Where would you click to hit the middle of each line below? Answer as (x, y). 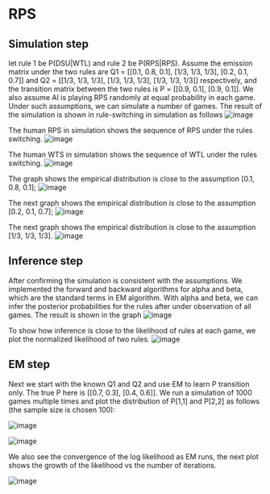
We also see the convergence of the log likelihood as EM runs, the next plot (134, 456)
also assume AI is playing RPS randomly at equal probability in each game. (132, 97)
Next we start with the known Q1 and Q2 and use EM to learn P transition (129, 383)
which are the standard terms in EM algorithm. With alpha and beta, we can (133, 297)
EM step (29, 364)
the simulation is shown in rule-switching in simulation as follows (116, 115)
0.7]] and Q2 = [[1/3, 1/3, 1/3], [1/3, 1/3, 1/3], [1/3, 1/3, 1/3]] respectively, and (133, 80)
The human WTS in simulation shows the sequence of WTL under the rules (133, 155)
